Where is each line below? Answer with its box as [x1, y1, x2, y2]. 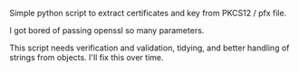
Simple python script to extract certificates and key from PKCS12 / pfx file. [9, 8, 287, 18]
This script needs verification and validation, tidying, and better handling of [9, 42, 290, 53]
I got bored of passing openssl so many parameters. [9, 25, 205, 35]
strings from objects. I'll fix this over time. [9, 52, 165, 62]
